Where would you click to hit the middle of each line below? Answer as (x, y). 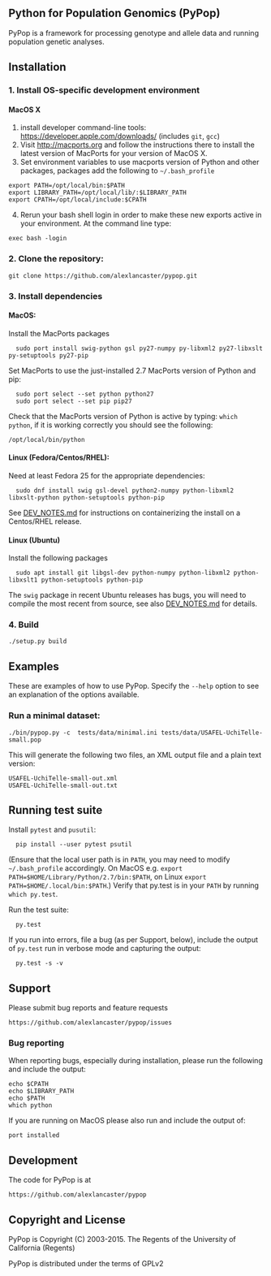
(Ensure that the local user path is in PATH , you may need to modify (119, 859)
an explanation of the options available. (74, 694)
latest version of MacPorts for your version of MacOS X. (114, 154)
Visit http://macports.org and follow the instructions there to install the (138, 145)
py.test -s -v (39, 963)
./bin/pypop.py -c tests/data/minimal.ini (83, 733)
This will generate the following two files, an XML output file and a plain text (135, 755)
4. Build (24, 625)
